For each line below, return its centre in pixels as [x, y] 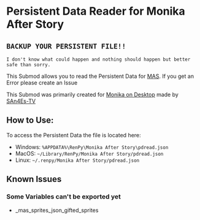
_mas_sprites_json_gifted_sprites [57, 210]
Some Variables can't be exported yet [63, 197]
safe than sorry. [29, 65]
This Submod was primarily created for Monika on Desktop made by [93, 94]
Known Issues [34, 179]
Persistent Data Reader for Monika [96, 11]
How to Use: [30, 120]
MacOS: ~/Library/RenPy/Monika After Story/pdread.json [89, 153]
